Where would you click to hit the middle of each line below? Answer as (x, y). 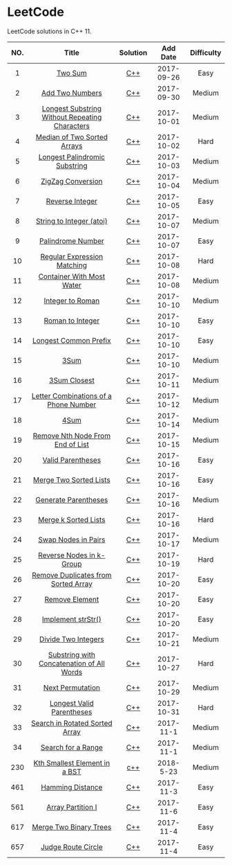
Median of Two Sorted (72, 137)
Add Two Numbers (71, 93)
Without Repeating (71, 117)
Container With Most (72, 276)
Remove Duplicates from (72, 575)
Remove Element (72, 599)
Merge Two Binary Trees (72, 827)
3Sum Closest (71, 380)
